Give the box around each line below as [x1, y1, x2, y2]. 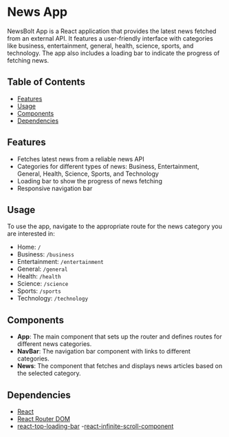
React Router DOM [17, 415, 71, 423]
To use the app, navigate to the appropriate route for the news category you [7, 222, 222, 231]
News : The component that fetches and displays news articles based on [17, 362, 223, 370]
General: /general [17, 265, 68, 273]
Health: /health [17, 272, 61, 281]
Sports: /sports [17, 287, 62, 295]
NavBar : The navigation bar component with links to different [17, 347, 191, 356]
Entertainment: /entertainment [17, 258, 105, 266]
